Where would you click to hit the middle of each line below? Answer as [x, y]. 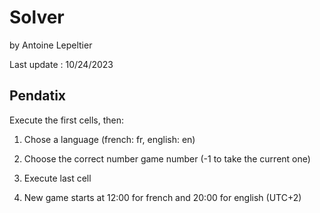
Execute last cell [57, 178]
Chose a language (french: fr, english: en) [109, 139]
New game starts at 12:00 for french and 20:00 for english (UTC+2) [162, 197]
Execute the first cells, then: [67, 120]
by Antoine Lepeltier [51, 45]
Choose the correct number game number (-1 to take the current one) [167, 158]
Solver [37, 17]
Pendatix [38, 96]
